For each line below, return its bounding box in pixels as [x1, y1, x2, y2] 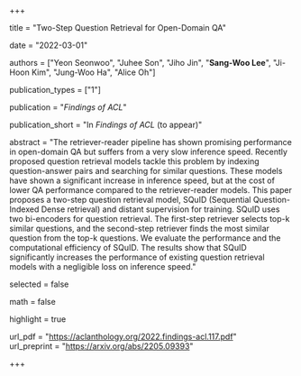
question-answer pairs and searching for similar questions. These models [9, 166, 283, 176]
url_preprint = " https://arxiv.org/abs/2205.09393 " [9, 341, 194, 352]
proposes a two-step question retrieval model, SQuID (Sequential [9, 195, 251, 205]
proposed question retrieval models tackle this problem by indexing [9, 156, 260, 167]
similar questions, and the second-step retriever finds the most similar [9, 223, 270, 234]
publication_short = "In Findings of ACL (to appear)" [9, 119, 203, 130]
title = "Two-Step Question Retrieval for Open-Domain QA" [9, 23, 227, 32]
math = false [9, 297, 56, 307]
